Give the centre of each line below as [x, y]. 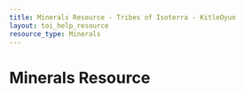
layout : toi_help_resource [59, 26]
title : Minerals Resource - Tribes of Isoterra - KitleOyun [123, 17]
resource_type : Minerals [55, 34]
